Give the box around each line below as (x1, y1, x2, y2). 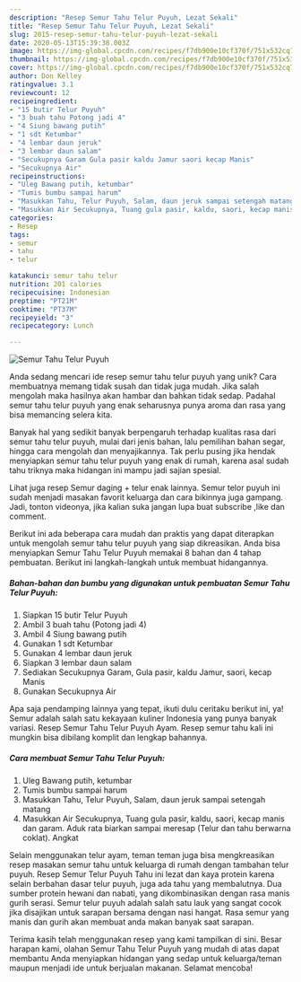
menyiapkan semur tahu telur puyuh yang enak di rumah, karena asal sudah (9, 455, 289, 467)
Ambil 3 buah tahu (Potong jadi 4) (21, 619, 147, 630)
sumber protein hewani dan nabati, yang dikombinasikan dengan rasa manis (9, 888, 290, 899)
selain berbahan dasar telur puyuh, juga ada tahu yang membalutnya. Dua (9, 879, 282, 890)
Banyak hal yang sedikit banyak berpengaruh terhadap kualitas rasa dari (9, 427, 276, 438)
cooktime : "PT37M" (9, 304, 78, 314)
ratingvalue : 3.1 (9, 80, 74, 89)
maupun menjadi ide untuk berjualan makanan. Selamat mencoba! (9, 962, 254, 974)
